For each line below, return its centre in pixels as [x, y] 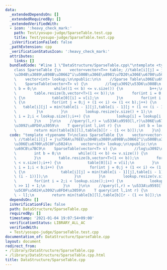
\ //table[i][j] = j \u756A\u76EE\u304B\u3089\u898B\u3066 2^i [79, 139]
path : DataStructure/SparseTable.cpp [49, 209]
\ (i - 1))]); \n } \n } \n [60, 177]
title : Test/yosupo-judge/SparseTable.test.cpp [64, 38]
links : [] [24, 61]
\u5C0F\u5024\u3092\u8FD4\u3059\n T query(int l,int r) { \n [81, 190]
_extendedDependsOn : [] [34, 14]
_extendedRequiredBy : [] [35, 19]
